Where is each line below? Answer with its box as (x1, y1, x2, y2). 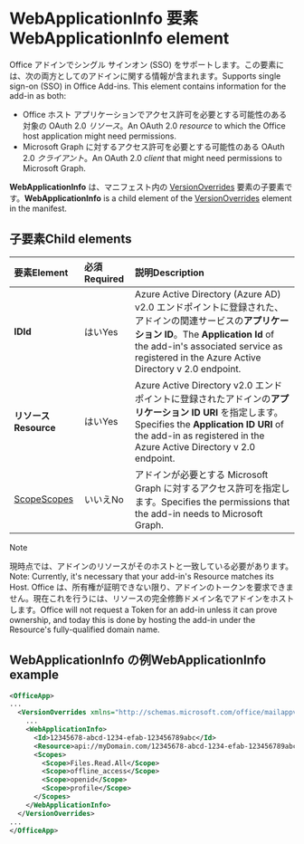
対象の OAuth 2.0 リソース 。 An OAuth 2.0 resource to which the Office (22, 120, 287, 131)
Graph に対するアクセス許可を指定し (134, 482, 290, 494)
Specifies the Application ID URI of (134, 417, 285, 430)
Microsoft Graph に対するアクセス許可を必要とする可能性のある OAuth (22, 141, 285, 152)
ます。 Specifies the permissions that (134, 495, 290, 508)
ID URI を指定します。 (191, 406, 283, 418)
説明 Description (134, 266, 205, 279)
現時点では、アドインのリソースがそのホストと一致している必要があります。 (9, 561, 294, 571)
